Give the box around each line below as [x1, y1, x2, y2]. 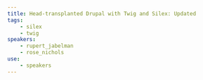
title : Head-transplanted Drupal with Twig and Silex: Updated [7, 10, 197, 17]
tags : [7, 17, 23, 24]
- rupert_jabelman [20, 42, 74, 49]
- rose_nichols [20, 49, 65, 56]
